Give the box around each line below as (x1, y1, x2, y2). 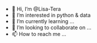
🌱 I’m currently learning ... (11, 18, 75, 24)
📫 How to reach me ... (11, 31, 66, 37)
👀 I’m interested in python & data (11, 12, 91, 19)
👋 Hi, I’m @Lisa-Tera (11, 6, 61, 12)
